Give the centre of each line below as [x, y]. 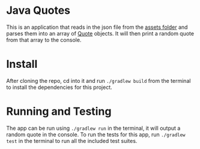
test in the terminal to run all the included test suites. [72, 141]
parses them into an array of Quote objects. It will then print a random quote [100, 33]
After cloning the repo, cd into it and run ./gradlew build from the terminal [98, 81]
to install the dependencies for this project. [59, 87]
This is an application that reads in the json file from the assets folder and [97, 27]
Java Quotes [38, 11]
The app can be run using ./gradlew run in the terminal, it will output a [93, 128]
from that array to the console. [44, 40]
